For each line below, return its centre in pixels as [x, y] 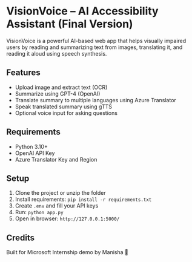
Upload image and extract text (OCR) [61, 87]
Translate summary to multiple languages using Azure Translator [96, 100]
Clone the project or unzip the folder [60, 193]
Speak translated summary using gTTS [64, 106]
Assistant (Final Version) [70, 24]
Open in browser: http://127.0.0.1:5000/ [67, 218]
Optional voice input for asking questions [66, 113]
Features [23, 73]
